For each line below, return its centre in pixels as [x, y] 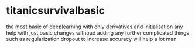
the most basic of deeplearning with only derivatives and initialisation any [95, 27]
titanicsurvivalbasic [56, 11]
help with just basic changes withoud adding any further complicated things [97, 32]
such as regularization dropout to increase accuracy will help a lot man [91, 39]
